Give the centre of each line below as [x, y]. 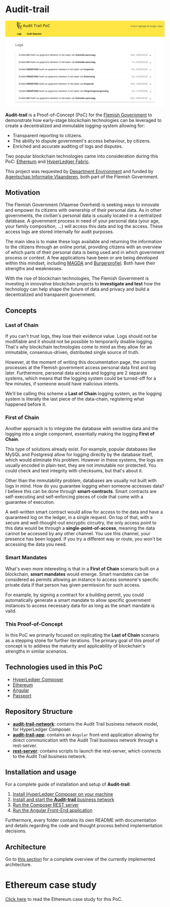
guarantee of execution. [30, 502]
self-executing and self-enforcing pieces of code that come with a [74, 497]
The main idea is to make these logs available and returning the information [84, 242]
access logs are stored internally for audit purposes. [60, 232]
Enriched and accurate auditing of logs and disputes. [68, 146]
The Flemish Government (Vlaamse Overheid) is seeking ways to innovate [82, 205]
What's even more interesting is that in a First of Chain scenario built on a [82, 569]
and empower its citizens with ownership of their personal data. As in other [83, 210]
